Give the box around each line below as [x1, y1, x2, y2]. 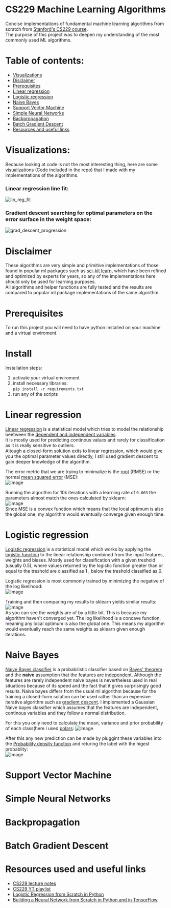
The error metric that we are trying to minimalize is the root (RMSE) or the [5, 469, 160, 475]
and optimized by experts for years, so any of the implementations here [5, 273, 156, 279]
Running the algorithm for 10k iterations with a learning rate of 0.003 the [5, 490, 156, 496]
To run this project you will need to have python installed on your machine [5, 325, 161, 331]
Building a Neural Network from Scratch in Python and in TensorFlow [12, 896, 158, 903]
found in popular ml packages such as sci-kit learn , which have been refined [5, 268, 166, 274]
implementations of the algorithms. [5, 172, 79, 178]
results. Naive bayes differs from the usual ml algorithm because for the [5, 688, 156, 694]
